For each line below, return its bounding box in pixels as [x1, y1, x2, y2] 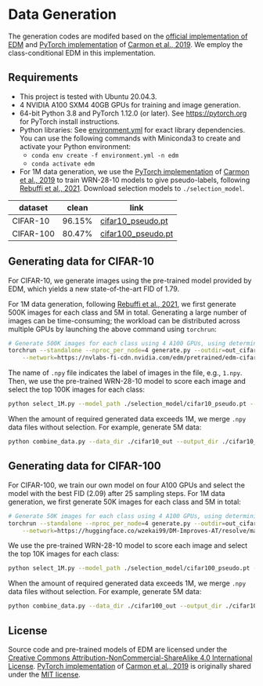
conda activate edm [31, 159, 95, 168]
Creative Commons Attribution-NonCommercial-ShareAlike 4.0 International [8, 653, 253, 662]
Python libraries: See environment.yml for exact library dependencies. [19, 125, 246, 134]
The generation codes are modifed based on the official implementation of [8, 31, 248, 41]
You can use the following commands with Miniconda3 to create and [19, 133, 241, 143]
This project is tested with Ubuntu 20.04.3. [19, 92, 157, 101]
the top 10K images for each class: [8, 549, 120, 559]
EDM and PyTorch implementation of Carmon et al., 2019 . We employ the [8, 39, 243, 49]
